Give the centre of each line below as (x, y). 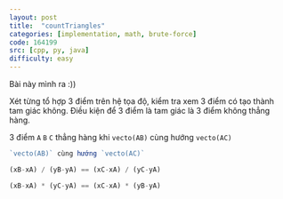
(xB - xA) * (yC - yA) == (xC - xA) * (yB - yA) (85, 186)
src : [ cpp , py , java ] (49, 51)
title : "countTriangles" (57, 26)
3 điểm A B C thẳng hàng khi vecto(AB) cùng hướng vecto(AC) (121, 137)
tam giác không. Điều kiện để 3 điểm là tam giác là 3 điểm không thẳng (140, 111)
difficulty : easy (41, 59)
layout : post (33, 17)
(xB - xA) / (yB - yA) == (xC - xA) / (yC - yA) (85, 170)
